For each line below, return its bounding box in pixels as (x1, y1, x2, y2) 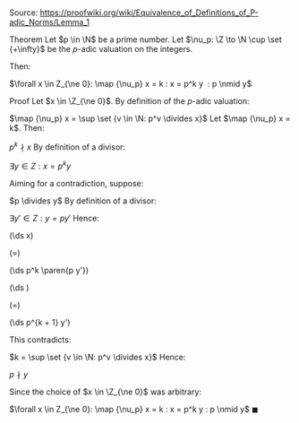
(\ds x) (9, 229, 34, 240)
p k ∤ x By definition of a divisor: (9, 140, 126, 152)
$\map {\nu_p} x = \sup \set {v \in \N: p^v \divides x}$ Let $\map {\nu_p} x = (9, 113, 291, 124)
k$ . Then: (9, 123, 45, 134)
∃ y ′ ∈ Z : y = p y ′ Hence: (9, 212, 100, 223)
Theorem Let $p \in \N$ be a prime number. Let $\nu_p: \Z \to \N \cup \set (9, 34, 282, 45)
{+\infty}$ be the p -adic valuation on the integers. (9, 44, 193, 55)
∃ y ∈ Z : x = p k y (9, 159, 72, 171)
